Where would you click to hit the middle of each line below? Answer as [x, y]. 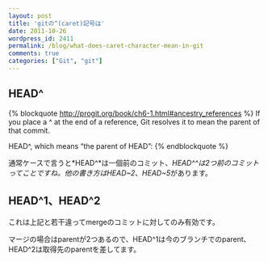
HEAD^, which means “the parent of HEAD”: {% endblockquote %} [118, 146]
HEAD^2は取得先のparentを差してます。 [75, 249]
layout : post [30, 16]
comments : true [34, 53]
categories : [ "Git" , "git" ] [56, 61]
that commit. [29, 130]
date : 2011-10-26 [38, 31]
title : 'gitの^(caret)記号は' [57, 23]
